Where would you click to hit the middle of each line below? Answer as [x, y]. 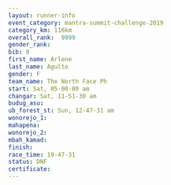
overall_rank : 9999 [42, 37]
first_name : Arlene [40, 60]
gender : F [24, 74]
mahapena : [24, 125]
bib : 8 [19, 52]
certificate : [30, 169]
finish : [21, 147]
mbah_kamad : [28, 140]
